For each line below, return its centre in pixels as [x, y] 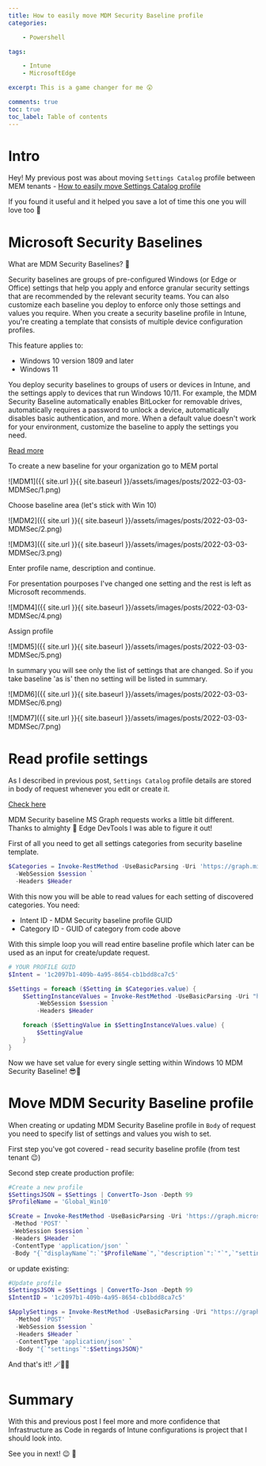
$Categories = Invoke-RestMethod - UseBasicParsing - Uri [102, 867]
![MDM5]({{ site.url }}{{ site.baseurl [66, 647]
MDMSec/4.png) [35, 616]
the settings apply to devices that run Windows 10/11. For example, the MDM [133, 393]
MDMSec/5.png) [35, 655]
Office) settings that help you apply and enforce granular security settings [129, 288]
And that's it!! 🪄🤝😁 [39, 1364]
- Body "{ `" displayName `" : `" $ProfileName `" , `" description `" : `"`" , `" [125, 1253]
